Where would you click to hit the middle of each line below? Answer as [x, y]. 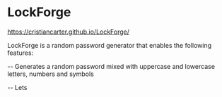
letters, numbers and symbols [51, 74]
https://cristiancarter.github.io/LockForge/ [68, 32]
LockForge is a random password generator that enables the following [110, 45]
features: [21, 53]
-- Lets [17, 87]
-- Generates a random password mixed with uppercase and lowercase [111, 66]
